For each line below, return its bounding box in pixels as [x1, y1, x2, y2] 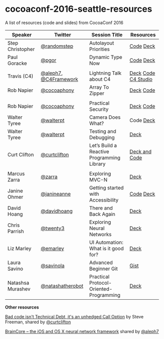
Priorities [89, 46, 110, 52]
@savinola [41, 262, 65, 269]
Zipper [89, 90, 104, 97]
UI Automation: [89, 239, 123, 246]
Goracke [7, 60, 27, 67]
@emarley [41, 245, 64, 252]
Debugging [89, 134, 115, 141]
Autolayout [89, 39, 114, 46]
